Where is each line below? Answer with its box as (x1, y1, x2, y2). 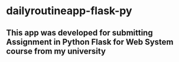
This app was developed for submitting (6, 28, 153, 38)
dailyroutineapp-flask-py (6, 4, 132, 18)
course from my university (6, 46, 106, 56)
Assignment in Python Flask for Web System (6, 37, 174, 47)
